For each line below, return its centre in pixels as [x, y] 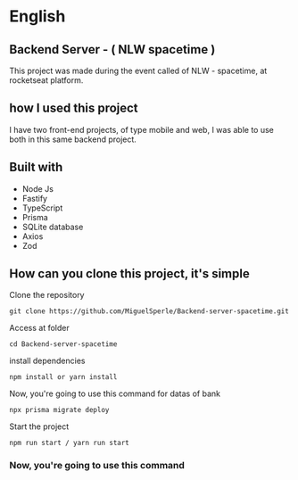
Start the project [39, 426]
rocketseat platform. [46, 80]
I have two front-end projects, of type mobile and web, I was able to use [142, 129]
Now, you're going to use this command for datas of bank [115, 393]
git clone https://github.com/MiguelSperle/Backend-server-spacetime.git [149, 311]
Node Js [37, 188]
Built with [36, 167]
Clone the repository [47, 295]
